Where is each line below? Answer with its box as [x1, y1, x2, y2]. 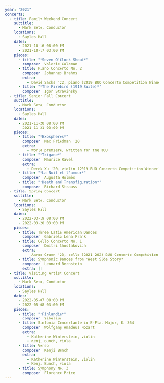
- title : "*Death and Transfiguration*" [18, 180, 102, 185]
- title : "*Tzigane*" [18, 152, 62, 157]
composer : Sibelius [22, 316, 62, 321]
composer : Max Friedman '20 [22, 139, 80, 144]
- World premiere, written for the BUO [26, 148, 108, 153]
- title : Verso [18, 343, 49, 348]
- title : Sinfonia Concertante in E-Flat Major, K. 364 [18, 320, 134, 325]
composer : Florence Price [22, 370, 76, 375]
